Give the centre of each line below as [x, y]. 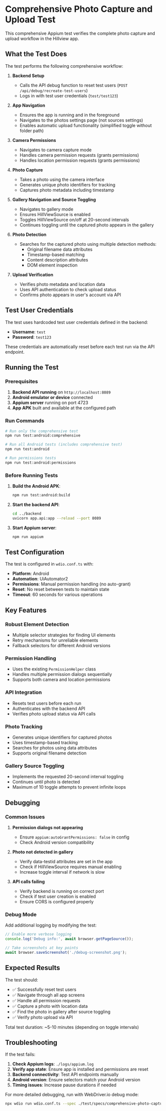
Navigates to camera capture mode [56, 150]
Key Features [26, 610]
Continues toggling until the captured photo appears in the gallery [87, 225]
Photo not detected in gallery [43, 852]
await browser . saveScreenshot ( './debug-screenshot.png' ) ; [66, 952]
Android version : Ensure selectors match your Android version [76, 1080]
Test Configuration [35, 552]
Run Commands [25, 421]
